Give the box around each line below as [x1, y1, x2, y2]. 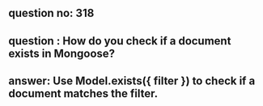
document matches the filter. [8, 87, 159, 100]
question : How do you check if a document [8, 34, 231, 48]
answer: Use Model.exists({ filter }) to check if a [8, 74, 256, 88]
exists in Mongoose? [8, 46, 116, 60]
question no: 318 [8, 6, 95, 20]
